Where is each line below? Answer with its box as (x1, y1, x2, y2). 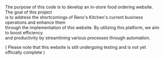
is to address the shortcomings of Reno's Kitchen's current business (5, 15, 143, 20)
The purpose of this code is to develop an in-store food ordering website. (5, 4, 153, 10)
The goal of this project (5, 9, 52, 15)
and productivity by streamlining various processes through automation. (5, 35, 151, 41)
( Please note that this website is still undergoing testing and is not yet (5, 45, 146, 50)
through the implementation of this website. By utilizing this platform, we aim (5, 25, 160, 30)
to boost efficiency (5, 30, 43, 35)
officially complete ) (5, 49, 45, 55)
